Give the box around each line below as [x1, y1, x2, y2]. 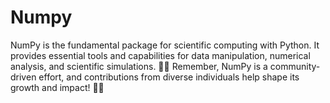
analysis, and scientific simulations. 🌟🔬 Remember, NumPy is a [10, 60, 268, 72]
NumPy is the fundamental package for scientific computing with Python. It [10, 39, 320, 51]
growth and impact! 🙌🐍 [10, 81, 105, 93]
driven [10, 71, 37, 83]
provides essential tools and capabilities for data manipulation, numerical [10, 49, 311, 61]
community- [269, 60, 321, 72]
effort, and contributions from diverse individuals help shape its [38, 71, 300, 83]
